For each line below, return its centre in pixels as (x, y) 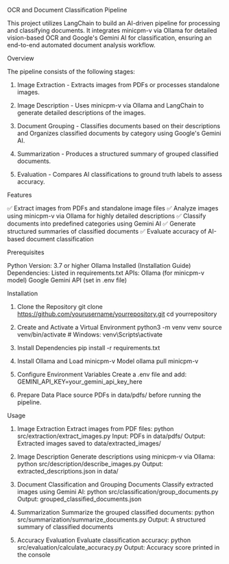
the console (34, 555)
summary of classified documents (65, 527)
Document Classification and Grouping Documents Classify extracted (115, 485)
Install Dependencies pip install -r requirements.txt (88, 348)
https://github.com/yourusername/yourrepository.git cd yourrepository (117, 314)
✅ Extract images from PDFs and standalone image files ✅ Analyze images (113, 208)
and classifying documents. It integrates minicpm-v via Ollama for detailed (112, 30)
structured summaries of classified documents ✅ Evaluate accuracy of (107, 231)
